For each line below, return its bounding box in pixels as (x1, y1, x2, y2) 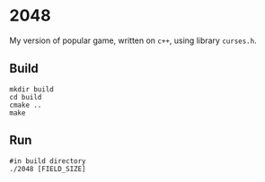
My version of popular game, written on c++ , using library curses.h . (9, 35, 258, 46)
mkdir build (9, 84, 54, 94)
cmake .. (9, 100, 42, 109)
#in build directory (9, 156, 87, 166)
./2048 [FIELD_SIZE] (9, 164, 87, 173)
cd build (9, 92, 42, 101)
